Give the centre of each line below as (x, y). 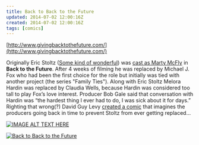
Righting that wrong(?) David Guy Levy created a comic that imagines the (96, 107)
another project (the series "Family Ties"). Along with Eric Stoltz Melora (94, 82)
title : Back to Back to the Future (50, 12)
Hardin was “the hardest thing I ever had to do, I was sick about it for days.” (99, 101)
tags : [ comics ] (25, 28)
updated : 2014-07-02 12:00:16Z (45, 17)
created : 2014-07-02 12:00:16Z (45, 22)
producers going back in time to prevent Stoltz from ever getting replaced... (99, 113)
